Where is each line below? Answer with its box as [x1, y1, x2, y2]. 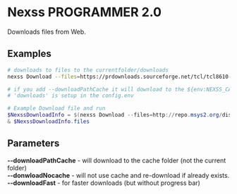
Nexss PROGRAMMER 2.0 [7, 4, 162, 20]
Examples [7, 48, 51, 60]
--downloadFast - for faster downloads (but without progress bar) [7, 179, 201, 187]
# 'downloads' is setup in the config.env [7, 92, 134, 99]
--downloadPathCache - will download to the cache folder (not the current [7, 156, 226, 164]
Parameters [7, 138, 60, 150]
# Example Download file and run [7, 105, 106, 112]
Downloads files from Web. [7, 27, 86, 36]
